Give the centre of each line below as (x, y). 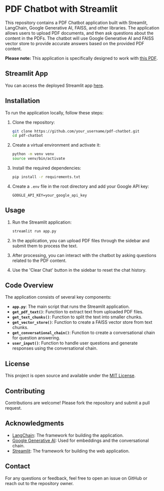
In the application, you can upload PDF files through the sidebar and (81, 240)
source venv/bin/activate (38, 159)
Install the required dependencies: (47, 168)
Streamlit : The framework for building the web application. (71, 451)
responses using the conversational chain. (55, 348)
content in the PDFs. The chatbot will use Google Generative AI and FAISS (80, 38)
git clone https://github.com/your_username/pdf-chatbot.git (76, 131)
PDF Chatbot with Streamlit (61, 9)
